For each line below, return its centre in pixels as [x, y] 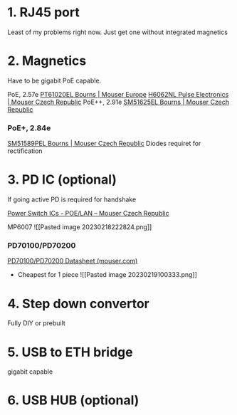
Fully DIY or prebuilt [36, 323]
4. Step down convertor [78, 304]
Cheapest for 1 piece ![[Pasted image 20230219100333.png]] [107, 275]
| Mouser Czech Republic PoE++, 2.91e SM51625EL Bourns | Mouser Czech [118, 102]
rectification [25, 151]
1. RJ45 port [43, 12]
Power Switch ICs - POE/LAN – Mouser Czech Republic [88, 214]
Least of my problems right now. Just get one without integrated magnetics [117, 32]
